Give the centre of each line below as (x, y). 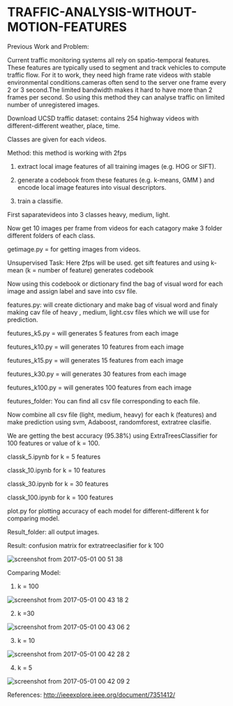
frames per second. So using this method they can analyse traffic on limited (116, 97)
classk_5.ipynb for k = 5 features (54, 457)
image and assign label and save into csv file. (73, 291)
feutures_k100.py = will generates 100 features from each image (99, 387)
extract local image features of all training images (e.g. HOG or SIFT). (116, 166)
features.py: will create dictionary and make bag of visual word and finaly (113, 305)
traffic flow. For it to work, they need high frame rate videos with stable (109, 75)
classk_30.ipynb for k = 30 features (58, 483)
